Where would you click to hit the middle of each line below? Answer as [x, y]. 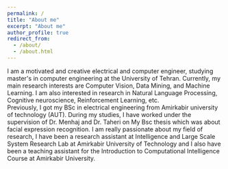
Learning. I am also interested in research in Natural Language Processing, [112, 92]
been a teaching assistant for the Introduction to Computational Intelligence [114, 151]
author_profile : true [38, 32]
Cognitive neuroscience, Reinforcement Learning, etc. [83, 100]
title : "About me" [33, 20]
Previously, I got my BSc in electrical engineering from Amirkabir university [113, 107]
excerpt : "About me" [37, 26]
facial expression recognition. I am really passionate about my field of [105, 129]
